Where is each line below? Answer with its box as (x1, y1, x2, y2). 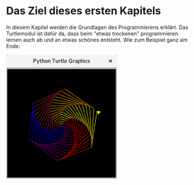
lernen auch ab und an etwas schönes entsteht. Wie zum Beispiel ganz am (6, 36, 188, 43)
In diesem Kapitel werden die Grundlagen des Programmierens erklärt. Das (6, 24, 189, 31)
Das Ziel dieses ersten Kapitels (6, 4, 161, 18)
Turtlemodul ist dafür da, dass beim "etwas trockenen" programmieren (6, 30, 179, 37)
